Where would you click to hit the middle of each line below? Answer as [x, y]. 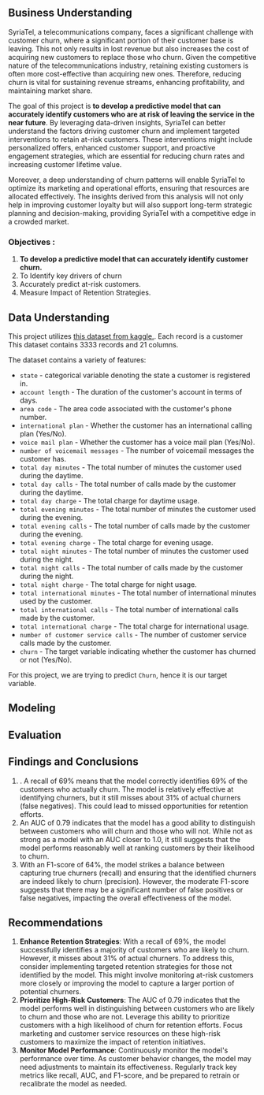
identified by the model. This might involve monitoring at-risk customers [136, 975]
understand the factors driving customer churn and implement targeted [124, 131]
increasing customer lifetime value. [65, 164]
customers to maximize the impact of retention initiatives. [113, 1042]
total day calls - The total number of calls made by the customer [128, 484]
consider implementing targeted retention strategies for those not [126, 967]
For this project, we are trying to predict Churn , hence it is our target [118, 675]
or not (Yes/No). [46, 659]
